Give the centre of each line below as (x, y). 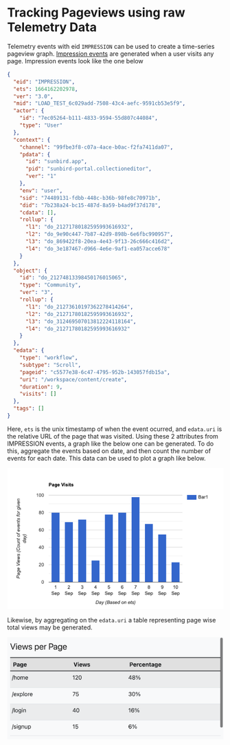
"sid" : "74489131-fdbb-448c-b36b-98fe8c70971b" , (90, 198)
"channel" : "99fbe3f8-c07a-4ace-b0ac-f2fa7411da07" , (96, 147)
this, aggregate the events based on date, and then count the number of (109, 451)
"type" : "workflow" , (49, 358)
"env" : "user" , (41, 191)
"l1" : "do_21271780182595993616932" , (79, 227)
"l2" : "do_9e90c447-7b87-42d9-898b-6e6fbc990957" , (99, 234)
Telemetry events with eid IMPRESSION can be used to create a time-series (111, 46)
